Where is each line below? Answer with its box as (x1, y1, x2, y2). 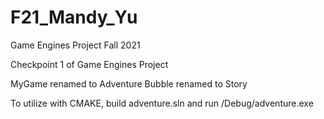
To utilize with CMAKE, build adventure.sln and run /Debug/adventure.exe (10, 97, 314, 109)
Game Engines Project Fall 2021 (10, 39, 141, 51)
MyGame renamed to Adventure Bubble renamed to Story (10, 77, 248, 90)
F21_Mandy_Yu (10, 6, 138, 29)
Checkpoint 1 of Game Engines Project (10, 58, 169, 70)
